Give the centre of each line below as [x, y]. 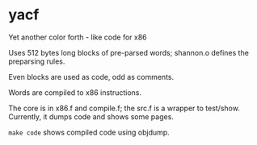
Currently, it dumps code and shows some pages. [91, 116]
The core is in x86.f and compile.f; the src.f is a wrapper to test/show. [124, 108]
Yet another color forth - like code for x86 [78, 37]
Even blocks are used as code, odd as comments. [91, 77]
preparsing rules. [37, 61]
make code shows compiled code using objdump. [89, 132]
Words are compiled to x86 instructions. [75, 92]
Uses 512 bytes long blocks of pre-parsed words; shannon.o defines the [128, 52]
